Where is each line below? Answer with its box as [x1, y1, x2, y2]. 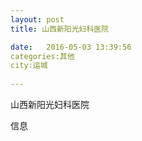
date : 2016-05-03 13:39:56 [10, 42, 132, 52]
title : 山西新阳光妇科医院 [10, 24, 110, 34]
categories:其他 [10, 51, 75, 61]
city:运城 [10, 61, 48, 71]
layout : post [10, 14, 65, 25]
